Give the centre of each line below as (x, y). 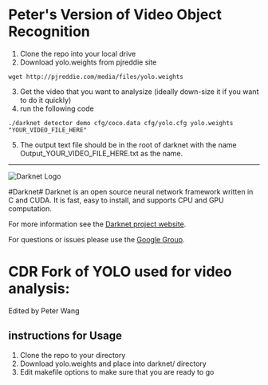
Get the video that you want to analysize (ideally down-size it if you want (139, 91)
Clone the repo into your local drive (78, 53)
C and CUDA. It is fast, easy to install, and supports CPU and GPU (116, 200)
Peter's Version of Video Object (115, 15)
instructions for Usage (65, 336)
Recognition (49, 31)
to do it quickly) (45, 100)
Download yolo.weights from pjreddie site (88, 62)
